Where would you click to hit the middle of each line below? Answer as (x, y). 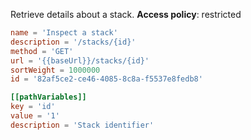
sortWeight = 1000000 (55, 70)
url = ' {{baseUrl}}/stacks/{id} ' (80, 60)
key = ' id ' (33, 107)
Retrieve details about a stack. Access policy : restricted (126, 14)
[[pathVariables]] (48, 97)
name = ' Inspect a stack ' (64, 33)
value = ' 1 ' (35, 116)
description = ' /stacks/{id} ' (73, 42)
